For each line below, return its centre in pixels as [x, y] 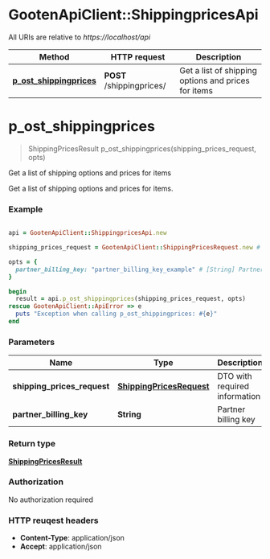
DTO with [235, 376]
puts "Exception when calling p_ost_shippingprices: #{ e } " [117, 314]
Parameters [31, 342]
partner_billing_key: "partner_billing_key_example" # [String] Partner [140, 269]
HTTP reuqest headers [53, 520]
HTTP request [138, 56]
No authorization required [51, 499]
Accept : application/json [61, 547]
